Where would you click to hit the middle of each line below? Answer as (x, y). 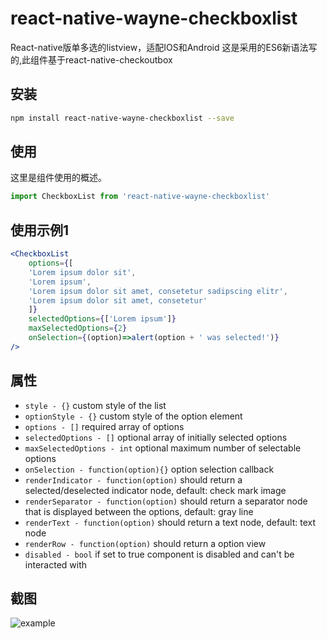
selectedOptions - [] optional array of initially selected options (156, 437)
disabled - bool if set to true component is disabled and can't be (159, 554)
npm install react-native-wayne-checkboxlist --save (122, 118)
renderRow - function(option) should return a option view (145, 543)
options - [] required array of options (104, 426)
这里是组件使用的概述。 (58, 178)
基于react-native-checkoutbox (110, 59)
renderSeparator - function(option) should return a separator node (166, 501)
